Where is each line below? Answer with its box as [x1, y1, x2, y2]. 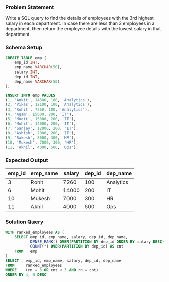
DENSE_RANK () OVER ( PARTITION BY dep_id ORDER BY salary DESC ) [30, 239, 165, 244]
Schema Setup [5, 44, 42, 51]
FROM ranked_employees [5, 263, 62, 268]
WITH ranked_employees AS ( [5, 230, 65, 235]
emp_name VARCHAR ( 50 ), [14, 65, 62, 70]
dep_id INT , [14, 75, 40, 80]
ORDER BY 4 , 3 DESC [5, 272, 47, 277]
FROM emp [14, 249, 38, 254]
